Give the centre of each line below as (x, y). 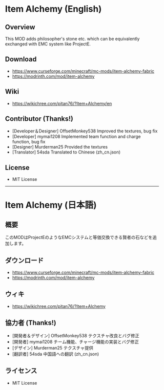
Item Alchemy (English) (53, 9)
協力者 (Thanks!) (31, 323)
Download (21, 59)
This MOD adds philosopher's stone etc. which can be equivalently (72, 39)
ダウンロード (24, 260)
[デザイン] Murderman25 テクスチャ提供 (53, 347)
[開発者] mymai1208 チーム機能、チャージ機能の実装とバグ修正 (75, 342)
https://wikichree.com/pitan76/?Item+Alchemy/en (62, 103)
